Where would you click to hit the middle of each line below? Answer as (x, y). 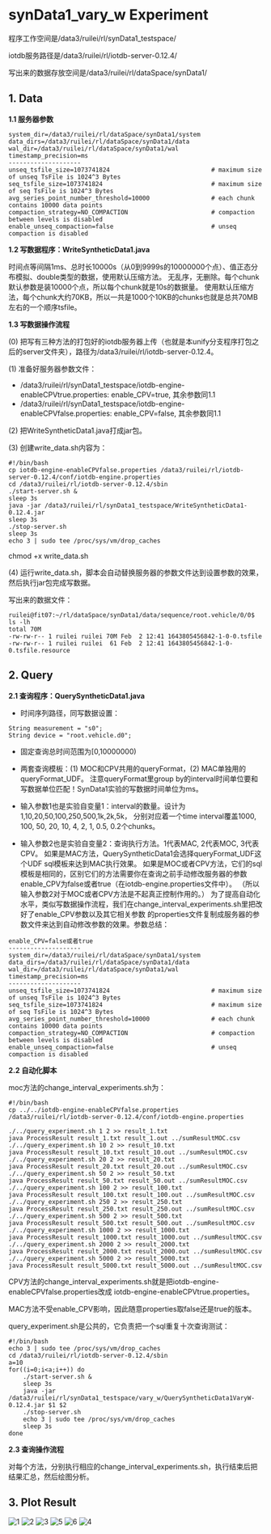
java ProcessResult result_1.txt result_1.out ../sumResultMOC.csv (125, 1138)
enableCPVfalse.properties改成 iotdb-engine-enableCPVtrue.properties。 (131, 1291)
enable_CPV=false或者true (51, 941)
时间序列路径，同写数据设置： (70, 712)
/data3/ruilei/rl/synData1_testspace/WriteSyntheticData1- (146, 505)
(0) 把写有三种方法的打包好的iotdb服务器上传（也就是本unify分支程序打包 (130, 341)
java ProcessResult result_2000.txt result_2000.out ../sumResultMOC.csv (135, 1251)
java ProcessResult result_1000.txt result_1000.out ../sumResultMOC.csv (135, 1237)
